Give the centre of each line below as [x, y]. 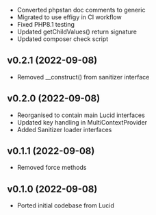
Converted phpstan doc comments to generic [81, 10]
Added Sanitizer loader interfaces [64, 129]
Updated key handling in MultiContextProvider [82, 122]
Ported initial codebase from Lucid [66, 205]
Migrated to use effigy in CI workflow [69, 17]
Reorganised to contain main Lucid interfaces [81, 115]
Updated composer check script [63, 39]
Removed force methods [52, 168]
